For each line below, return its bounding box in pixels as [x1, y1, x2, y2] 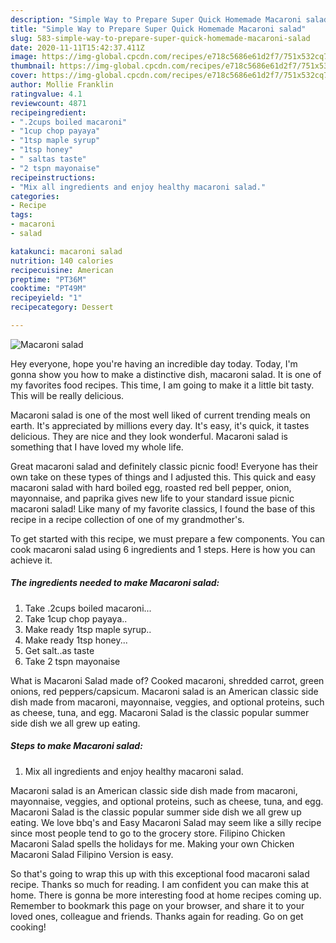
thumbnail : [10, 61, 56, 71]
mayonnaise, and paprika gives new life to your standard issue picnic [10, 492, 295, 504]
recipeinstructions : [10, 172, 97, 183]
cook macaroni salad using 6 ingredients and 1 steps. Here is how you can [10, 543, 316, 555]
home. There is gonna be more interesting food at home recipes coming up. [10, 889, 322, 901]
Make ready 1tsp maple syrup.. [24, 623, 152, 635]
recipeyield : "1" [10, 293, 83, 303]
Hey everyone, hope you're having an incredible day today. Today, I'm [10, 357, 298, 370]
